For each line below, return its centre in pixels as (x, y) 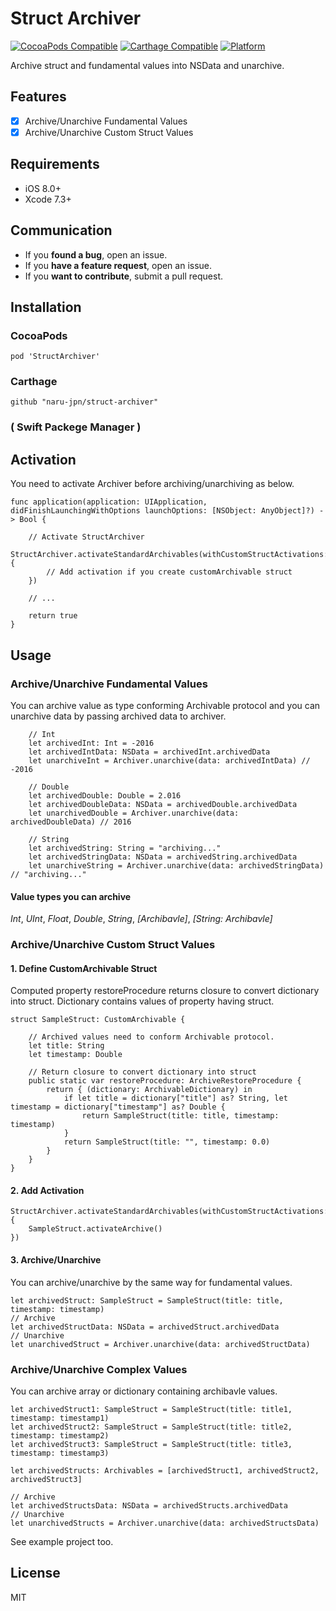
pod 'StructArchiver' (55, 357)
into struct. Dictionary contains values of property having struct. (142, 1001)
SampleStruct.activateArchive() (95, 1229)
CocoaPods (39, 335)
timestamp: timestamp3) (60, 1453)
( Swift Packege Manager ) (76, 427)
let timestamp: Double (75, 1055)
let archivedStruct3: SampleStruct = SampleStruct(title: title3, (151, 1444)
